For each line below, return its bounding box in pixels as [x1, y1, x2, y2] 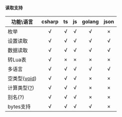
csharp [41, 18, 59, 25]
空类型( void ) [7, 75, 37, 82]
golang [82, 18, 99, 25]
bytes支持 [7, 103, 31, 110]
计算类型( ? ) [7, 84, 34, 91]
